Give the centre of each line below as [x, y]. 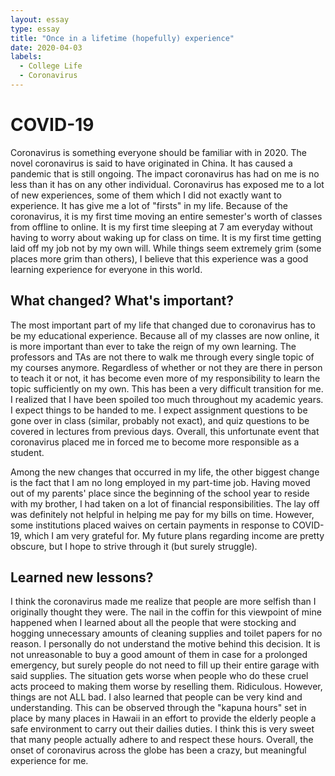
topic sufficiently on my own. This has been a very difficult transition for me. [167, 388]
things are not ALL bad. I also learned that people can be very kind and [156, 697]
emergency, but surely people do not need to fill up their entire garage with [165, 665]
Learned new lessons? [82, 577]
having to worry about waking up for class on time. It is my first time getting [166, 237]
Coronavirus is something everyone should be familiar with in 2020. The [158, 152]
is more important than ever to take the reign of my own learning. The [153, 346]
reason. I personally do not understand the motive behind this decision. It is [165, 644]
